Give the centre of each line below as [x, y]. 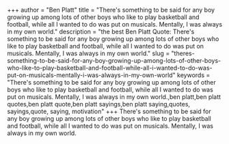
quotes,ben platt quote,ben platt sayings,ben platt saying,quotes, [98, 104]
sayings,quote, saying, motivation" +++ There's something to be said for [109, 111]
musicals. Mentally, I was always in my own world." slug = [89, 53]
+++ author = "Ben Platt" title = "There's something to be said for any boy [111, 10]
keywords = [193, 75]
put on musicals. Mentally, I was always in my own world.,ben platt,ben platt [114, 97]
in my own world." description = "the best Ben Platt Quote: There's [101, 31]
